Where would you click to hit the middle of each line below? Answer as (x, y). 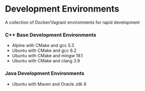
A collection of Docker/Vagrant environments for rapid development (72, 22)
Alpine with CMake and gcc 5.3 (43, 45)
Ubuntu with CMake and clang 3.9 (46, 61)
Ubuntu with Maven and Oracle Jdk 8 (49, 84)
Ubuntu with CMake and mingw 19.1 (47, 56)
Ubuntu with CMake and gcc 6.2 (44, 51)
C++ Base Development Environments (51, 35)
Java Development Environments (45, 74)
